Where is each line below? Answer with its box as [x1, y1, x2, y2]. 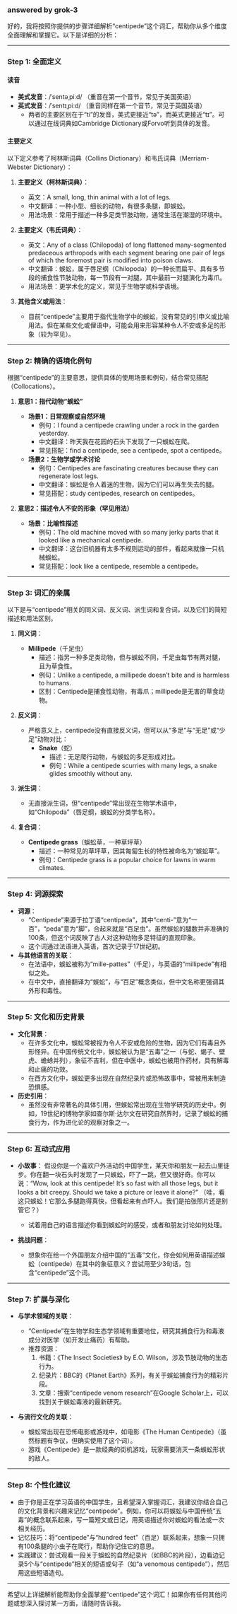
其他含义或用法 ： [17, 297, 68, 306]
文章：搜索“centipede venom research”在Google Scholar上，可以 [38, 1388, 229, 1398]
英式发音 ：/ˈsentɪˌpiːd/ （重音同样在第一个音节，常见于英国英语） [17, 101, 207, 110]
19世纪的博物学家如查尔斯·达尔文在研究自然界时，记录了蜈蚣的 [40, 1109, 222, 1117]
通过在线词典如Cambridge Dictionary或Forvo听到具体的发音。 [34, 119, 214, 128]
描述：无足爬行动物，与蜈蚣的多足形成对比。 [49, 753, 180, 761]
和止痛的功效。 [28, 1064, 72, 1073]
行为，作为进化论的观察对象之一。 [34, 1117, 134, 1126]
